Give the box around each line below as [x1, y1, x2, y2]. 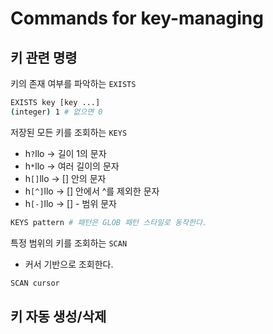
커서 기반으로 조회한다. [24, 258, 114, 270]
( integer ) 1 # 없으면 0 [10, 107, 103, 117]
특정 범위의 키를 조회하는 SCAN [10, 237, 128, 249]
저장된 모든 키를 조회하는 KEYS [10, 126, 128, 138]
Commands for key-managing [10, 7, 264, 30]
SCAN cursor [10, 278, 60, 288]
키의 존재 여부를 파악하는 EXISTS [10, 78, 137, 89]
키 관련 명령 [10, 49, 78, 66]
